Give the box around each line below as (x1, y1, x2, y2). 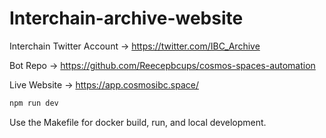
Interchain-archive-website (9, 7, 244, 30)
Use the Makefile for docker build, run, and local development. (9, 116, 267, 128)
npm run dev (9, 98, 59, 108)
